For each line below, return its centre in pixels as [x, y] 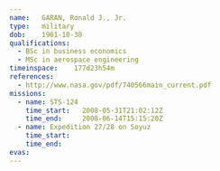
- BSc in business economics [72, 52]
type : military [42, 26]
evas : [19, 152]
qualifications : [40, 43]
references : [32, 77]
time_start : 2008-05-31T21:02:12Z [95, 110]
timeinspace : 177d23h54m [62, 69]
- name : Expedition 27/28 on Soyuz [84, 128]
